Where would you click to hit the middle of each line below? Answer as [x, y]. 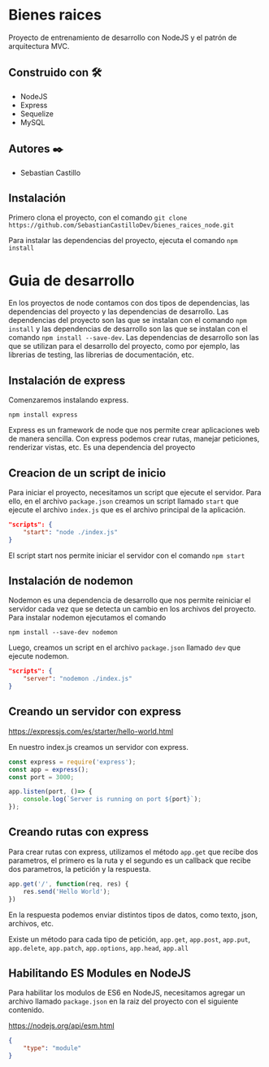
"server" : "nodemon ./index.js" [78, 679]
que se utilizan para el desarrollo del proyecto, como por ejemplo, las [124, 346]
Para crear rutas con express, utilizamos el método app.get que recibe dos [133, 851]
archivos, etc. [31, 923]
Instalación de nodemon [71, 580]
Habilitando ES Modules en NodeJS [100, 973]
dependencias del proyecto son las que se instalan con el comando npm [128, 320]
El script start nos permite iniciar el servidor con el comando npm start [127, 555]
